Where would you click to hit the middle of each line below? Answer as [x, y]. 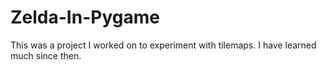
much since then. [46, 55]
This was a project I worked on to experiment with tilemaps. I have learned [163, 45]
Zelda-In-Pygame [85, 17]
